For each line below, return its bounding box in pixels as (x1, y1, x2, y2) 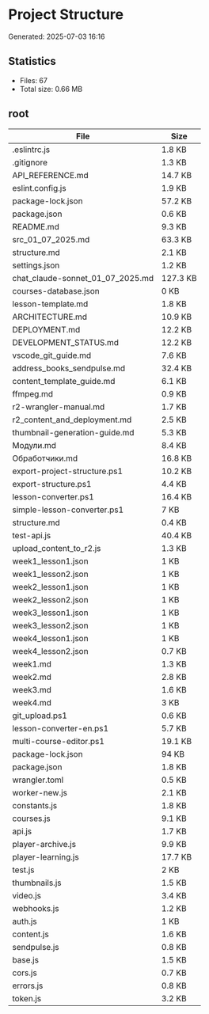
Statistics (8, 55, 57, 68)
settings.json (12, 260, 60, 271)
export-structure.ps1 (12, 478, 92, 489)
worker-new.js (12, 787, 68, 798)
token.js (12, 993, 42, 1004)
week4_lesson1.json (12, 632, 89, 644)
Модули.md (12, 439, 57, 450)
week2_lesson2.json (12, 594, 89, 605)
